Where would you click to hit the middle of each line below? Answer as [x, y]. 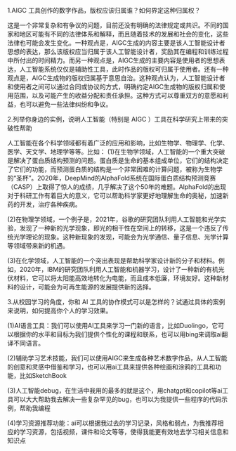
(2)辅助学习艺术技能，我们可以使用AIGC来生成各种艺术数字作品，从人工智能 [117, 358]
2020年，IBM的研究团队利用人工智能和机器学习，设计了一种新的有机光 [122, 269]
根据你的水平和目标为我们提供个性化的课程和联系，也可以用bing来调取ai [118, 334]
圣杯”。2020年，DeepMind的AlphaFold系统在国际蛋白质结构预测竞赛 [116, 178]
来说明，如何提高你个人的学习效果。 [60, 311]
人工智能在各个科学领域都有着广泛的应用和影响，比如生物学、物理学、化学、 [118, 143]
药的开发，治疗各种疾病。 [44, 204]
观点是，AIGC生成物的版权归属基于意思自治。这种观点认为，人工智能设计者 [117, 78]
